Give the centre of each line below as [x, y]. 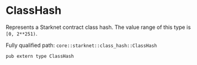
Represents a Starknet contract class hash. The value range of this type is [98, 27]
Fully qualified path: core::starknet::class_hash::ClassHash [81, 45]
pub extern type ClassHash [40, 56]
